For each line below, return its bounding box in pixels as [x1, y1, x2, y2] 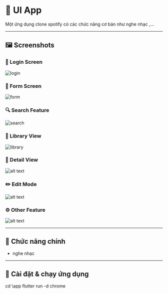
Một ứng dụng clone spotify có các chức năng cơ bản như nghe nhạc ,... [5, 21, 154, 27]
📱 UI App [5, 5, 42, 16]
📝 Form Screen [5, 82, 41, 89]
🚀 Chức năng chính [5, 237, 66, 245]
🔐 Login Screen [5, 59, 42, 66]
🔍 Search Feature [5, 106, 49, 113]
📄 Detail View [5, 157, 38, 164]
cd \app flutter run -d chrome [5, 283, 66, 289]
